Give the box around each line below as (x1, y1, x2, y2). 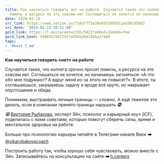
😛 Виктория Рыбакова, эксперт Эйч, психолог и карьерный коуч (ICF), (5, 111, 153, 117)
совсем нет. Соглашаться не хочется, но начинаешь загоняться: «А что (5, 71, 155, 77)
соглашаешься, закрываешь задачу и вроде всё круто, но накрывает (5, 82, 150, 88)
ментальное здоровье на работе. (5, 122, 75, 127)
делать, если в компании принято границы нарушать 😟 (5, 102, 122, 107)
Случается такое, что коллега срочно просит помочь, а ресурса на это (5, 66, 154, 72)
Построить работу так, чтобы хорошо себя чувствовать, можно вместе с (5, 147, 159, 154)
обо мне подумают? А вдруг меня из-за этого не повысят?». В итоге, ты (5, 77, 156, 82)
